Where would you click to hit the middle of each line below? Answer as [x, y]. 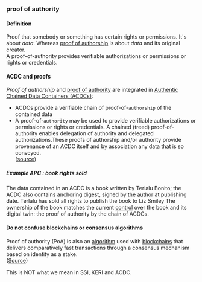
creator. [16, 50]
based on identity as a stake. [42, 254]
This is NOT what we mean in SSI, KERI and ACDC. [69, 272]
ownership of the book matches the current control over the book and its [96, 208]
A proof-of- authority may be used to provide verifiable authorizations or [105, 121]
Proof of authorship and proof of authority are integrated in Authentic [92, 90]
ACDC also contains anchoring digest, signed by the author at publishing [96, 194]
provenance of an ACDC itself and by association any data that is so [99, 146]
